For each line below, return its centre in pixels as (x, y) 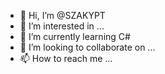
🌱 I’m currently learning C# (75, 36)
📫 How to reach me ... (66, 58)
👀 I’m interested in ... (62, 26)
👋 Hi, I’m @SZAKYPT (62, 15)
